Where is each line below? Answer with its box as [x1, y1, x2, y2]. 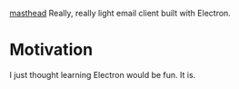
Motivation [9, 40, 94, 60]
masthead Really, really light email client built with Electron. [9, 8, 232, 18]
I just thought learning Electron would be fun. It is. [9, 69, 196, 80]
